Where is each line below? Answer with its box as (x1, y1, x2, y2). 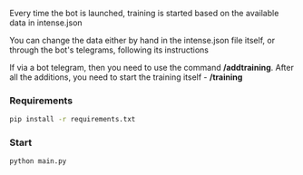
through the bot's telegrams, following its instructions (9, 44, 209, 55)
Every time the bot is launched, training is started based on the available (9, 8, 279, 18)
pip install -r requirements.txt (9, 115, 136, 124)
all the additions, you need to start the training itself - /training (9, 72, 243, 83)
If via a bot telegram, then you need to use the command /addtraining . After (9, 63, 295, 73)
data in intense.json (9, 17, 83, 28)
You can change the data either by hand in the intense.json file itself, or (9, 35, 275, 45)
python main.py (9, 157, 67, 166)
